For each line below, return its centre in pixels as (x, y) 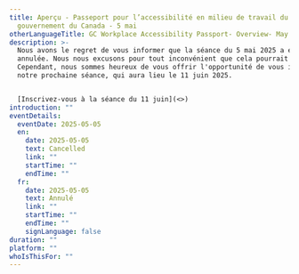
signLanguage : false (63, 231)
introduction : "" (41, 108)
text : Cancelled (56, 149)
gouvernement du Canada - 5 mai (77, 26)
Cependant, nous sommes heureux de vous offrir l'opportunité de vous (151, 68)
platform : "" (33, 248)
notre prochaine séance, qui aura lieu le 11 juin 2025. (125, 76)
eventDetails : (36, 116)
